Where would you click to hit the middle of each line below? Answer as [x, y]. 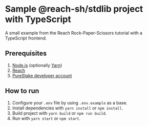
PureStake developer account [42, 75]
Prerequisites [26, 53]
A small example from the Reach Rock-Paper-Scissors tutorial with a [74, 33]
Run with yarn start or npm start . [46, 118]
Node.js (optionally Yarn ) [37, 65]
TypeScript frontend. [26, 38]
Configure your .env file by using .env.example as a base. [70, 103]
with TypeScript [38, 19]
